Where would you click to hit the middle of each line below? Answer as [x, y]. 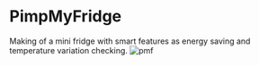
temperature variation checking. [69, 50]
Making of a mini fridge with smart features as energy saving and [130, 41]
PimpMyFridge [66, 16]
